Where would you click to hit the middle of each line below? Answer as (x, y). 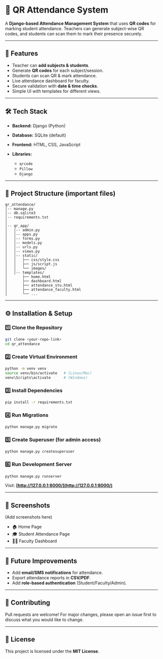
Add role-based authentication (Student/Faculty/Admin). (69, 583)
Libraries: (22, 154)
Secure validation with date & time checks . (55, 86)
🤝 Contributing (28, 603)
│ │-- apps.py (21, 234)
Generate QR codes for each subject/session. (58, 70)
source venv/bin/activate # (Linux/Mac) (49, 373)
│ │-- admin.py (23, 230)
